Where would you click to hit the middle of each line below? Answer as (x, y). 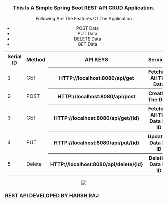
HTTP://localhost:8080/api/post (97, 96)
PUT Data (88, 34)
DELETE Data (88, 39)
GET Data (88, 44)
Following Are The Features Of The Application (84, 19)
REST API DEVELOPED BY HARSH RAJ (52, 195)
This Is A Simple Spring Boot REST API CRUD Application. (84, 8)
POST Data (87, 28)
